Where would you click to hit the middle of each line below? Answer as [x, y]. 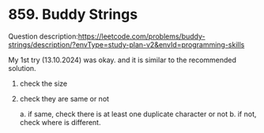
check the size [43, 83]
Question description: [43, 36]
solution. [23, 68]
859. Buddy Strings [73, 15]
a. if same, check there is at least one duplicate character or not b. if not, [138, 114]
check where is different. [60, 122]
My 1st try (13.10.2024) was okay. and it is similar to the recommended [123, 60]
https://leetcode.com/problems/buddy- [141, 36]
